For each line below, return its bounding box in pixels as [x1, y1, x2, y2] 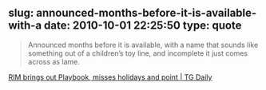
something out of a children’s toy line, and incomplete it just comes [27, 48, 248, 58]
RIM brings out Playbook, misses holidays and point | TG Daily [8, 72, 212, 82]
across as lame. [27, 57, 80, 66]
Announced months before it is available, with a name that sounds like [27, 40, 259, 49]
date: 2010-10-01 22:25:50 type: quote [43, 19, 242, 33]
